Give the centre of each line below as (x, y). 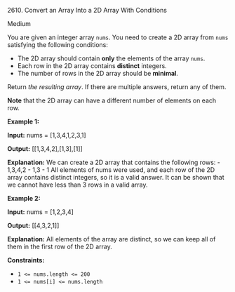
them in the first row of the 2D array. (60, 246)
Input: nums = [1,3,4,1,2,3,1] (47, 135)
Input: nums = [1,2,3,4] (40, 212)
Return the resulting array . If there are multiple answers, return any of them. (117, 87)
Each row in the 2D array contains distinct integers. (92, 66)
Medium (19, 24)
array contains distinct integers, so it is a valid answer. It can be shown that (116, 177)
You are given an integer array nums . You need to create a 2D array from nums (118, 37)
